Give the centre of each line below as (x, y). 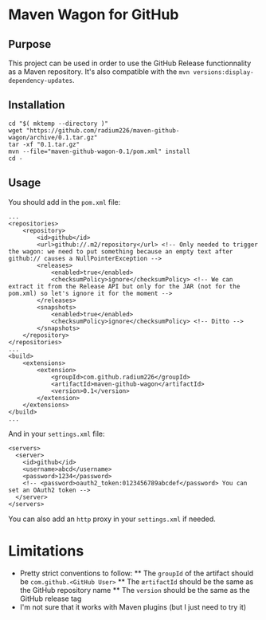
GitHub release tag (51, 598)
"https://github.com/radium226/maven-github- (103, 130)
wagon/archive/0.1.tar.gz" (53, 137)
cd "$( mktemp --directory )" (59, 124)
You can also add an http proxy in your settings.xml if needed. (112, 519)
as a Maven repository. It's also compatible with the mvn (99, 72)
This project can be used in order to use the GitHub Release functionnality (130, 63)
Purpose (30, 44)
